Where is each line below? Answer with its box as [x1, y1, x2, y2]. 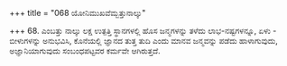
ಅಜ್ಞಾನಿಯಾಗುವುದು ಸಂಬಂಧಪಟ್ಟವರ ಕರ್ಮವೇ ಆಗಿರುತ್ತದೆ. [9, 45, 161, 56]
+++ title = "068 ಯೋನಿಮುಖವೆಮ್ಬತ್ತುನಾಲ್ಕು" [9, 8, 146, 18]
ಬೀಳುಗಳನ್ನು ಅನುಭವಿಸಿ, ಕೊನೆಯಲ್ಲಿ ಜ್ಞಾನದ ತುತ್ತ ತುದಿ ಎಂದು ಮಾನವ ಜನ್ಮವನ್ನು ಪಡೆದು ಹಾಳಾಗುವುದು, [9, 36, 278, 45]
